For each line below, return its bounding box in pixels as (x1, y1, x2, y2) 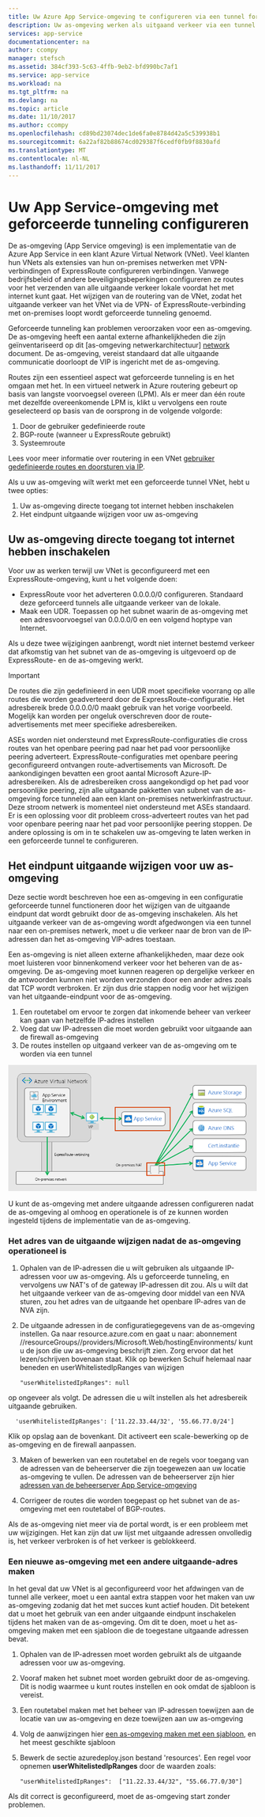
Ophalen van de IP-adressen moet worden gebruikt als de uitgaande (19, 1650, 242, 1660)
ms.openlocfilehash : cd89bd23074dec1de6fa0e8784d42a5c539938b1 (8, 130, 221, 138)
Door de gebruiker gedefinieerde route (19, 422, 146, 431)
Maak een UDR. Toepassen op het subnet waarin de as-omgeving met (19, 606, 248, 616)
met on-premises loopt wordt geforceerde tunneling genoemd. (8, 309, 212, 318)
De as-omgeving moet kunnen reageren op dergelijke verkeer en (44, 966, 255, 976)
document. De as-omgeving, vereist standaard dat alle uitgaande (8, 349, 219, 358)
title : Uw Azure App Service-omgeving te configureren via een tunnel (8, 13, 245, 21)
